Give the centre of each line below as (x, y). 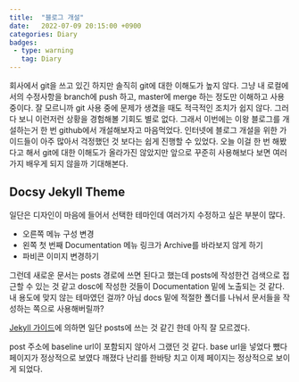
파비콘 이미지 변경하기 (61, 256)
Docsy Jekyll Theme (67, 192)
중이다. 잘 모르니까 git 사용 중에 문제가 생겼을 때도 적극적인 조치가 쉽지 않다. (141, 108)
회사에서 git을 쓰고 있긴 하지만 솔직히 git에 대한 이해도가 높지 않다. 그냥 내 (137, 85)
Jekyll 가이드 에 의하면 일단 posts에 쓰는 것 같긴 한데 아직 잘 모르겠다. (130, 328)
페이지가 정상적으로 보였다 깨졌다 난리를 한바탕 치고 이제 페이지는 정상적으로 (141, 357)
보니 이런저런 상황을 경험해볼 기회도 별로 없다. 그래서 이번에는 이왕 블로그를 (149, 119)
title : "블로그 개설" (47, 17)
